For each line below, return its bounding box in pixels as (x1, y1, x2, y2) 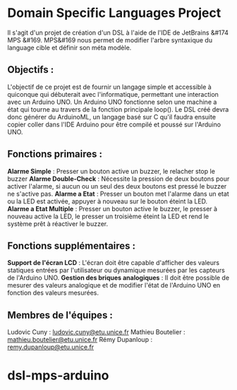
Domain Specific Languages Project (7, 5, 221, 21)
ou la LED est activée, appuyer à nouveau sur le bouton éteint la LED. (7, 196, 208, 206)
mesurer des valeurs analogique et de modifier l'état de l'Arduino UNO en (7, 281, 221, 290)
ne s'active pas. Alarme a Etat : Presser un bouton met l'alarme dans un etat (7, 189, 229, 198)
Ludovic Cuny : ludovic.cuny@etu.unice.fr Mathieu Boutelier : (7, 328, 186, 336)
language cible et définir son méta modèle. (7, 43, 132, 52)
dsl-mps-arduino (7, 367, 109, 384)
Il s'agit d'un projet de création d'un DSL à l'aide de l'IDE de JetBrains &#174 (7, 28, 229, 37)
